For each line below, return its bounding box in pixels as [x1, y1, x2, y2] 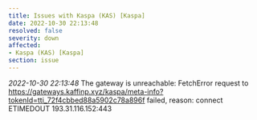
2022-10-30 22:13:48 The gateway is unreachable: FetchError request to [8, 78, 249, 88]
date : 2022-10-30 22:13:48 [8, 19, 99, 27]
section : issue [8, 57, 59, 65]
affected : [8, 42, 42, 50]
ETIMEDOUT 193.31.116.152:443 [8, 103, 112, 113]
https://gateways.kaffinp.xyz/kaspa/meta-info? [8, 86, 164, 96]
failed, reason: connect [146, 95, 223, 105]
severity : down [8, 34, 59, 42]
